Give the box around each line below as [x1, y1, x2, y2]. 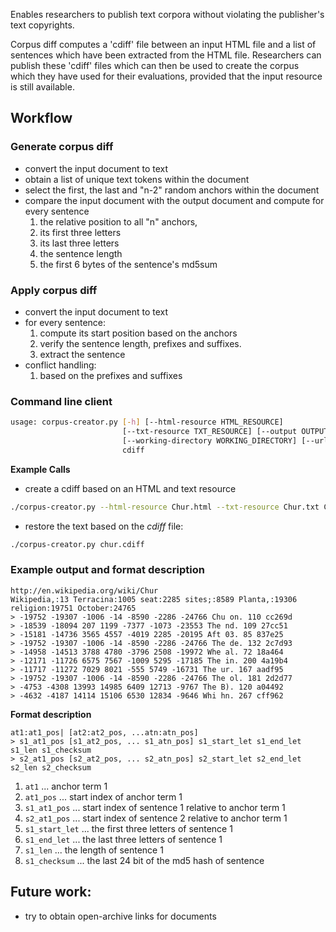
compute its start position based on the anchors [39, 327, 238, 339]
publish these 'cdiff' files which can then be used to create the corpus [10, 60, 300, 71]
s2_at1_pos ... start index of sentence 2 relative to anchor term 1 [24, 812, 288, 824]
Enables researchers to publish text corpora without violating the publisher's [10, 9, 325, 20]
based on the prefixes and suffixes [39, 369, 183, 381]
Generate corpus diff [10, 140, 114, 154]
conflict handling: [24, 359, 97, 371]
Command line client [10, 394, 113, 408]
